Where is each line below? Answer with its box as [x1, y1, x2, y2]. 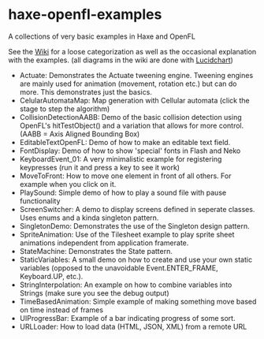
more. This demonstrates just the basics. [19, 87, 152, 96]
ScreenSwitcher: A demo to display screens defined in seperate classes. [19, 204, 255, 214]
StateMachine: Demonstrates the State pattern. [19, 246, 173, 255]
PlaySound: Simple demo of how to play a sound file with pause [19, 188, 227, 197]
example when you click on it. [19, 179, 117, 188]
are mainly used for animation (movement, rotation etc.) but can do [19, 79, 238, 88]
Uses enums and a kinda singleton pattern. [19, 213, 159, 222]
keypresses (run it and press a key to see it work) [19, 162, 180, 172]
